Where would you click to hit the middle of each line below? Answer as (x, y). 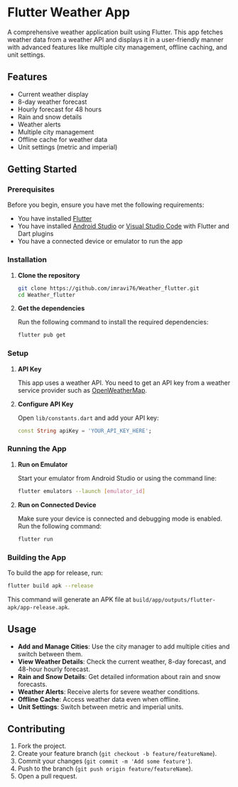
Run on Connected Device (57, 504)
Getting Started (42, 169)
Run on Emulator (43, 464)
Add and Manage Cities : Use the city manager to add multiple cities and (124, 646)
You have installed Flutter (55, 219)
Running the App (37, 449)
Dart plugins (36, 234)
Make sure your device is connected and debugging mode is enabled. (120, 519)
